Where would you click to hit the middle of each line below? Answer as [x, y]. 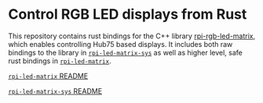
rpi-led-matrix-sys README [55, 91]
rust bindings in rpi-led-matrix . [60, 61]
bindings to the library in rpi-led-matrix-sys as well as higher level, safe [126, 52]
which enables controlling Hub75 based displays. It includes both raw [121, 44]
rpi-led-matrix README [48, 76]
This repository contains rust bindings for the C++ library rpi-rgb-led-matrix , [132, 36]
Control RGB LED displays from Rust [128, 14]
